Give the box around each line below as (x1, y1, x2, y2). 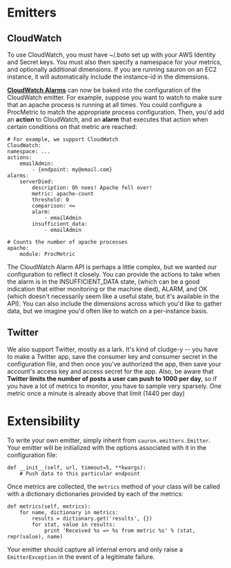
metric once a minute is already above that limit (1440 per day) (7, 389, 185, 398)
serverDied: (19, 178, 54, 185)
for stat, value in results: (32, 521, 116, 528)
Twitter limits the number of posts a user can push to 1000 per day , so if (7, 374, 217, 382)
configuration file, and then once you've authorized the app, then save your (7, 360, 222, 368)
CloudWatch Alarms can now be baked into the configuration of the (7, 86, 201, 94)
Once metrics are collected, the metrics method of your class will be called (7, 482, 221, 491)
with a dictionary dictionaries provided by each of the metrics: (7, 489, 184, 498)
